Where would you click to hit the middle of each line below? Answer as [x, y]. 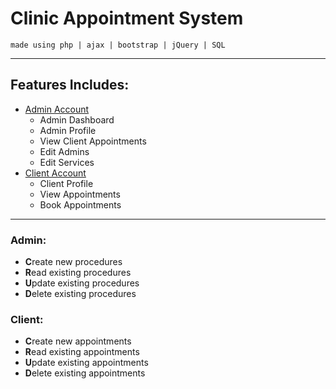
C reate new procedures [73, 262]
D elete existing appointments [85, 373]
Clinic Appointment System [127, 18]
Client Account [55, 173]
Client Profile [66, 183]
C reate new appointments [78, 341]
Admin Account [57, 109]
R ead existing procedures [78, 273]
